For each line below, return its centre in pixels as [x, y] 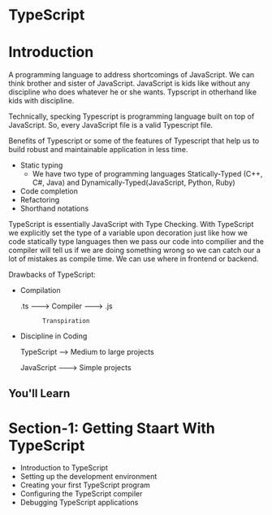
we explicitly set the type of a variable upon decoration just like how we [128, 233]
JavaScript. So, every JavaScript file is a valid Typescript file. [111, 125]
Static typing [41, 165]
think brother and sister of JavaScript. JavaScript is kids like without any [129, 84]
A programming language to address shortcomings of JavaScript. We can [132, 75]
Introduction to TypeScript [64, 468]
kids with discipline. [41, 101]
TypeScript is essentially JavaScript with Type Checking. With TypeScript [131, 225]
